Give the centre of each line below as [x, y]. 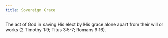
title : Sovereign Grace [30, 10]
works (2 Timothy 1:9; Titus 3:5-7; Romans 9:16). [56, 30]
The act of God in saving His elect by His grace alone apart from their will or [84, 24]
